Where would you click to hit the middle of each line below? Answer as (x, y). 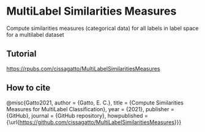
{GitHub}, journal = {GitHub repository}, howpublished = (77, 116)
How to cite (28, 88)
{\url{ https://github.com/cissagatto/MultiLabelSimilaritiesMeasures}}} (94, 122)
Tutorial (21, 54)
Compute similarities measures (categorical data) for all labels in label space (102, 28)
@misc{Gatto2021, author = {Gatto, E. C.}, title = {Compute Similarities (95, 103)
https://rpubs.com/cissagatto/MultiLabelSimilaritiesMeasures (83, 68)
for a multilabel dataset (35, 34)
